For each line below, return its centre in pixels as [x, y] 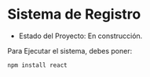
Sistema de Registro [74, 14]
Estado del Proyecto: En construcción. [80, 36]
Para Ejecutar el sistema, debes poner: [70, 51]
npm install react [37, 65]
